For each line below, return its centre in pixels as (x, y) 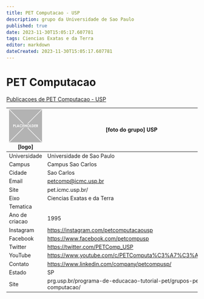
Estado (18, 272)
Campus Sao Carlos (72, 164)
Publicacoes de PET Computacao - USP (56, 99)
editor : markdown (28, 45)
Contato (19, 264)
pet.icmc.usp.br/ (68, 189)
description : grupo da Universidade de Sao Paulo (70, 19)
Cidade (18, 173)
